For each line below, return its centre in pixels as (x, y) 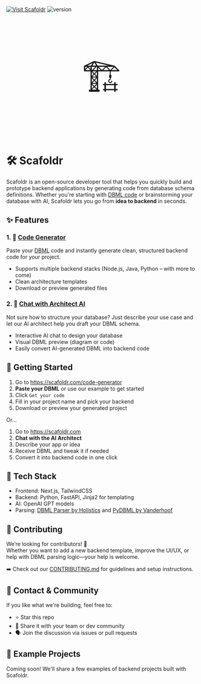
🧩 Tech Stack (31, 476)
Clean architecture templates (51, 282)
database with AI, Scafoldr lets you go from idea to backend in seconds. (97, 201)
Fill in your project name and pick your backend (74, 402)
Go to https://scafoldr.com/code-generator (68, 382)
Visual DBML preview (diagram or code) (65, 342)
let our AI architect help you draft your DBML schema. (73, 323)
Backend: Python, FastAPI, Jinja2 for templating (74, 498)
